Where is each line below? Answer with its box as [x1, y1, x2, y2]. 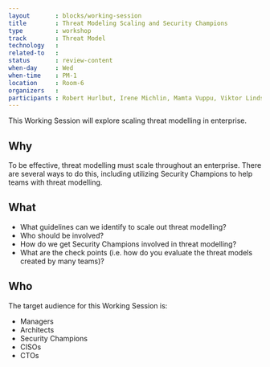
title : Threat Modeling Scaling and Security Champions [8, 19, 228, 27]
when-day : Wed [8, 64, 74, 72]
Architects [19, 324, 55, 334]
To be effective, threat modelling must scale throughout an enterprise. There [8, 161, 262, 170]
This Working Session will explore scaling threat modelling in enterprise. [8, 116, 247, 125]
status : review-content [8, 57, 113, 65]
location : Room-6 [8, 79, 84, 87]
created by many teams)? [19, 256, 104, 266]
